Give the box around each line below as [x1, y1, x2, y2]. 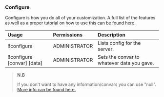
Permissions [53, 32, 83, 38]
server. [97, 46, 114, 52]
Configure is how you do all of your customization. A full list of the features [5, 15, 156, 21]
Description [97, 32, 126, 38]
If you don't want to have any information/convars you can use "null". [17, 81, 157, 87]
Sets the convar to [97, 54, 140, 61]
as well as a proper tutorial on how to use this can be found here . [5, 20, 136, 26]
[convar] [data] [7, 60, 43, 66]
